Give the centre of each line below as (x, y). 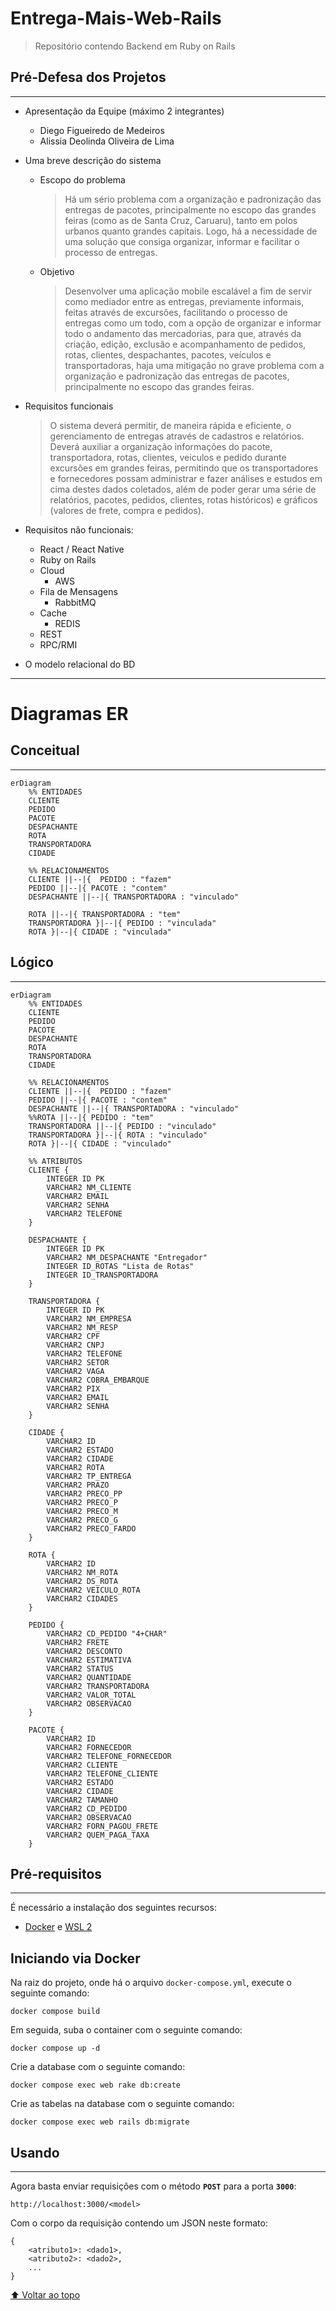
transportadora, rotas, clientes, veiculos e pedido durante (168, 457)
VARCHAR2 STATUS (80, 1668)
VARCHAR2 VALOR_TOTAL (91, 1695)
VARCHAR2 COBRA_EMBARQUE (98, 1380)
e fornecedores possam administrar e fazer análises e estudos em (186, 478)
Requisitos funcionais (69, 406)
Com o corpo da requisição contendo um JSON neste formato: (139, 2223)
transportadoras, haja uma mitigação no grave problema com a (194, 365)
